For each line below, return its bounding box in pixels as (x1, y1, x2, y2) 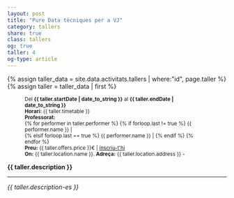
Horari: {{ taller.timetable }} (24, 107, 91, 115)
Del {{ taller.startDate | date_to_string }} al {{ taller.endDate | (24, 96, 174, 102)
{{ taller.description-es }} (7, 183, 79, 191)
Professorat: (24, 114, 56, 121)
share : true (7, 29, 42, 37)
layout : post (7, 10, 45, 17)
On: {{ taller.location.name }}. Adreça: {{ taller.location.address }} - (24, 151, 185, 158)
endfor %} (24, 138, 49, 145)
